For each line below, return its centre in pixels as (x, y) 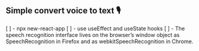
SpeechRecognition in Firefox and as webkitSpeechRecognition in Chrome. (100, 41)
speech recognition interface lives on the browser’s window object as (93, 35)
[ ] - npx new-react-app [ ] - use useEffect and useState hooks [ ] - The (95, 28)
